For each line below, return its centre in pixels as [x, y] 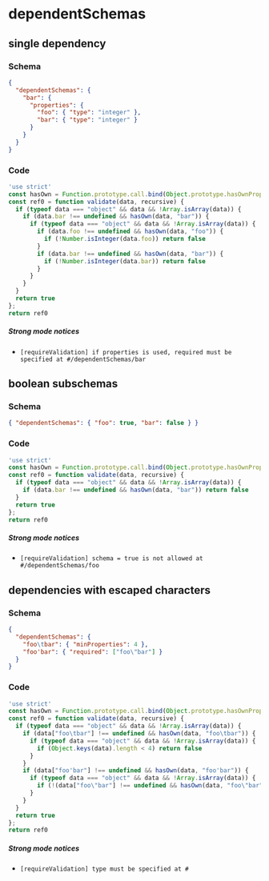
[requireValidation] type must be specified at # [104, 869]
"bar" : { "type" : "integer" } [87, 120]
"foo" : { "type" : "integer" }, [89, 113]
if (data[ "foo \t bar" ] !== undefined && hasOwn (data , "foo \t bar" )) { [139, 734]
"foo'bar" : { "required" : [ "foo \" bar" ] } [92, 652]
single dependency [57, 44]
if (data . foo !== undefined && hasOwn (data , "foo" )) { [130, 232]
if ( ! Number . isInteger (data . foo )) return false [124, 239]
